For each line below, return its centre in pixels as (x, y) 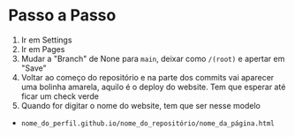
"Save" (34, 68)
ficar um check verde (60, 96)
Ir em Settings (46, 40)
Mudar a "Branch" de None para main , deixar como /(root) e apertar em (153, 58)
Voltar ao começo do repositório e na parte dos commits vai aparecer (147, 77)
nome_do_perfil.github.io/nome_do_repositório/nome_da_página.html (147, 123)
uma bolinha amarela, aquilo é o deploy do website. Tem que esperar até (153, 87)
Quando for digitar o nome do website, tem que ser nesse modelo (141, 105)
